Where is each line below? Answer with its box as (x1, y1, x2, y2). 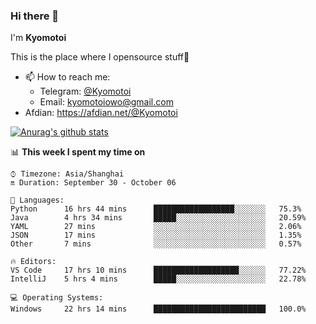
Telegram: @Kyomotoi (39, 85, 132, 98)
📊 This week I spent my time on (10, 146, 146, 158)
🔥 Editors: (10, 257, 57, 267)
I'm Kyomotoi (10, 32, 67, 44)
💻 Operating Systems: (10, 293, 104, 303)
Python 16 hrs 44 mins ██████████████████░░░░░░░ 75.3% (10, 204, 302, 214)
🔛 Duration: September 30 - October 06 (10, 178, 177, 188)
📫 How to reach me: (24, 71, 111, 83)
